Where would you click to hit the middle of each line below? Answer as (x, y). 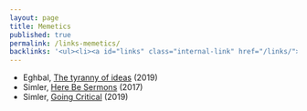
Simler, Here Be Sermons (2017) (83, 87)
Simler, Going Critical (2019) (75, 97)
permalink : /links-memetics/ (65, 43)
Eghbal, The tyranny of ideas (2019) (90, 77)
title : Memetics (40, 26)
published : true (40, 35)
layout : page (34, 18)
